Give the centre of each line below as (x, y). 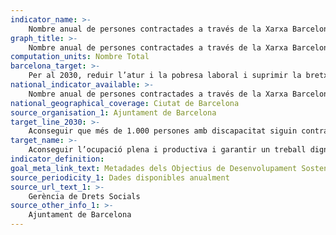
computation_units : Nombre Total (80, 57)
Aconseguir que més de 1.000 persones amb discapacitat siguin (163, 131)
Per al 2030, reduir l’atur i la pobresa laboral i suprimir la (165, 76)
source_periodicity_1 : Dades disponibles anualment (120, 177)
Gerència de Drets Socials (84, 196)
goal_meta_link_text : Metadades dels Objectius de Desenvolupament (154, 168)
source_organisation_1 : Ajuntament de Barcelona (113, 112)
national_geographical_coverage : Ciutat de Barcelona (125, 103)
